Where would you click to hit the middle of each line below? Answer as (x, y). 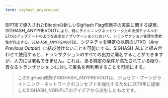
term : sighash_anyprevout (32, 10)
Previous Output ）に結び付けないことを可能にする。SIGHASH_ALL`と (77, 48)
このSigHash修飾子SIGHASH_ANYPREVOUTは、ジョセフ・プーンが (87, 77)
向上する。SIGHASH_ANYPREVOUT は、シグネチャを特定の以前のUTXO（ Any (85, 42)
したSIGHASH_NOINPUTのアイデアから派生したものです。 (78, 90)
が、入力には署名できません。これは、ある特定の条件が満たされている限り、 (84, 60)
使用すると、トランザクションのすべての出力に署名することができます (91, 54)
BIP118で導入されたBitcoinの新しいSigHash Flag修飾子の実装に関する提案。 (83, 25)
